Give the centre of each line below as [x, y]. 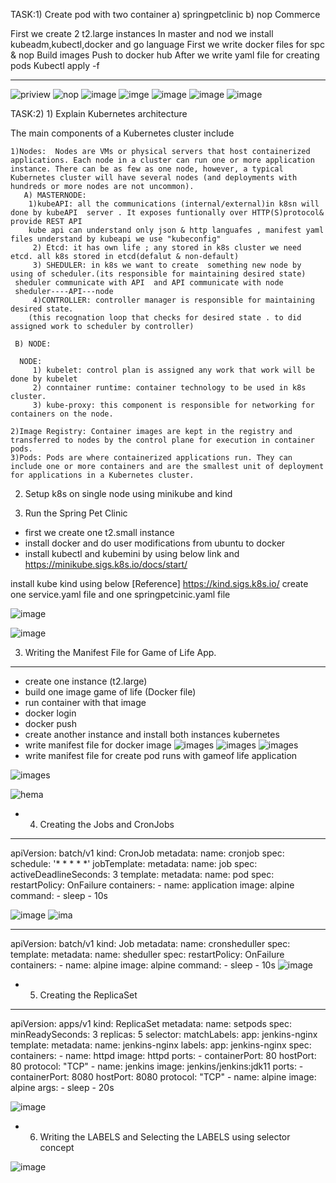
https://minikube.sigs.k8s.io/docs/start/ [106, 564]
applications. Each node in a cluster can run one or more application [162, 160]
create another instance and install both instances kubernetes [152, 734]
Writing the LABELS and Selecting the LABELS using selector [165, 1137]
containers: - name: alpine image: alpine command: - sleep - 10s [143, 965]
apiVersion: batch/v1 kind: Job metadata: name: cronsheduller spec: [150, 943]
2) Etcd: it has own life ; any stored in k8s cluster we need [167, 248]
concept [57, 1147]
